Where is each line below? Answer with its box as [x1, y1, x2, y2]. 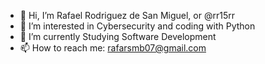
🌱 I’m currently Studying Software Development [19, 31, 217, 42]
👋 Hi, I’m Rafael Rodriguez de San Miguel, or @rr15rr [19, 10, 235, 21]
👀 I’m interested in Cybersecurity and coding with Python [19, 20, 256, 32]
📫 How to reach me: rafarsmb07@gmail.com [19, 42, 207, 54]
